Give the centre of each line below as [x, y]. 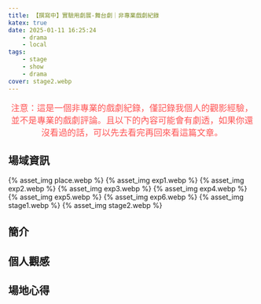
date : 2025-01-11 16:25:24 [52, 30]
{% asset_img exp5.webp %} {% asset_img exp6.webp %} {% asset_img [126, 197]
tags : [17, 52]
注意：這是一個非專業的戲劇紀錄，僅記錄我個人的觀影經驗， [132, 108]
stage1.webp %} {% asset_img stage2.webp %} [85, 205]
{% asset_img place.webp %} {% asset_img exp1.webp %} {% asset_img [126, 180]
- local [35, 45]
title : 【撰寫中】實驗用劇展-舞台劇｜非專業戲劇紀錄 [84, 15]
